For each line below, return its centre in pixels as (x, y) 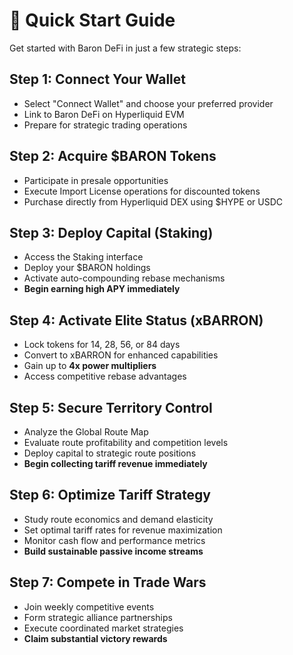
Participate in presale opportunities (96, 180)
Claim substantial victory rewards (95, 638)
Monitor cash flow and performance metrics (114, 540)
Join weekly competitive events (89, 606)
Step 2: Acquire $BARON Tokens (113, 156)
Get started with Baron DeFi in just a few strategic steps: (125, 48)
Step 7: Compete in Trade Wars (108, 582)
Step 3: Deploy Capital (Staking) (111, 232)
